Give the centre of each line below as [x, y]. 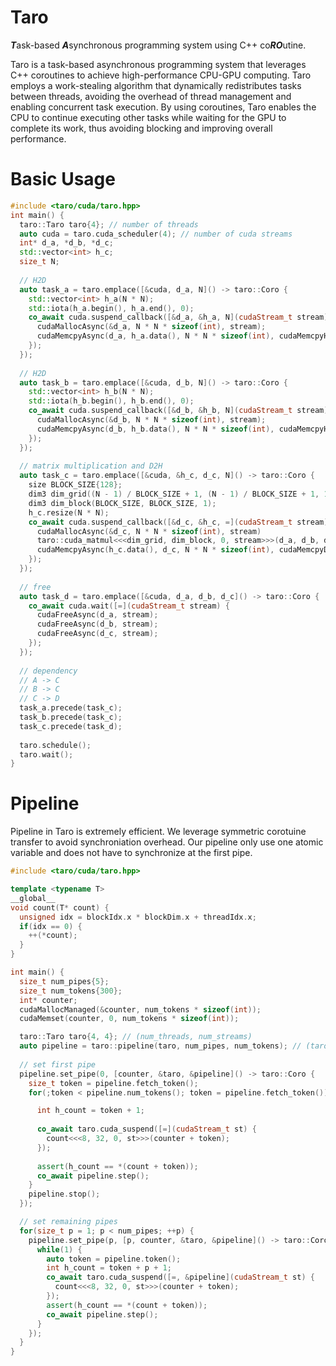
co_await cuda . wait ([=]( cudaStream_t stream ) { [129, 606]
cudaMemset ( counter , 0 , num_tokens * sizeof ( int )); [129, 1019]
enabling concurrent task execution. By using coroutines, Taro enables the [163, 107]
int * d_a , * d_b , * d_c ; [66, 243]
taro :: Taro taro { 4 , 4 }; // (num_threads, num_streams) [136, 1037]
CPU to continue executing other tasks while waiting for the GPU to [148, 117]
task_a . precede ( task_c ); [71, 708]
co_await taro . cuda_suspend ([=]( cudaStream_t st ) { [146, 1129]
